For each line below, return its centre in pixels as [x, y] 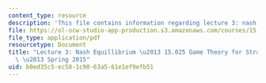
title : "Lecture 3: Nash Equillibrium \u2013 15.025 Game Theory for [125, 52]
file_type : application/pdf [55, 38]
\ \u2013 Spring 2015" [53, 60]
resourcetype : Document [47, 45]
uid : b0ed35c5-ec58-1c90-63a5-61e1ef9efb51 [81, 67]
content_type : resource [47, 15]
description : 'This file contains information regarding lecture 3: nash [133, 23]
